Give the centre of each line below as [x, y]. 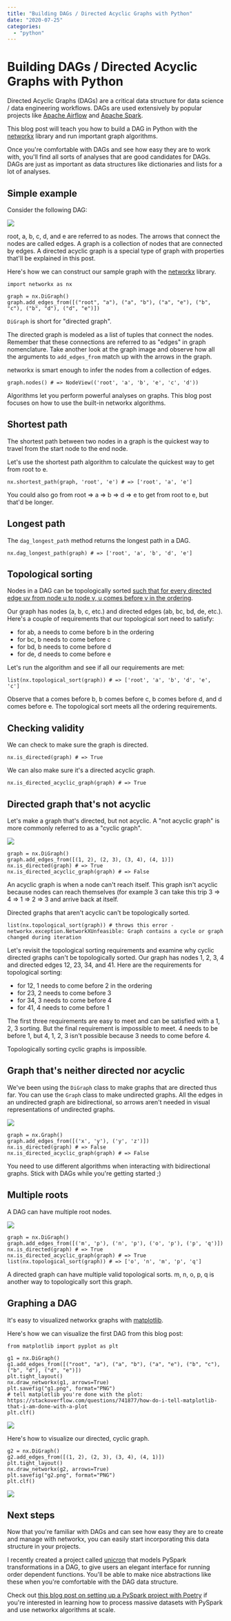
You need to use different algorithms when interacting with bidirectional [109, 1166]
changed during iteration [44, 938]
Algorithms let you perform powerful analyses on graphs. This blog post [109, 395]
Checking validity [46, 728]
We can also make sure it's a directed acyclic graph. [81, 770]
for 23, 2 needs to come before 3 [64, 993]
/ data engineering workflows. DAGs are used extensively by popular [104, 108]
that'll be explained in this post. [51, 258]
